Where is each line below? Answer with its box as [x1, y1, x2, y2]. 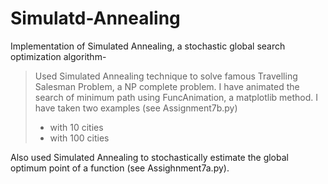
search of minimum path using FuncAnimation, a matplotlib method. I [34, 91, 319, 103]
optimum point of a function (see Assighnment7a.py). [10, 162, 230, 174]
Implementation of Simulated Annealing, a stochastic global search [10, 40, 286, 52]
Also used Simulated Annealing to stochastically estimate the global [10, 151, 289, 163]
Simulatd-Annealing [10, 7, 181, 30]
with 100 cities [49, 132, 110, 144]
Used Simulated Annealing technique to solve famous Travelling [34, 70, 298, 82]
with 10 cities [49, 121, 104, 133]
